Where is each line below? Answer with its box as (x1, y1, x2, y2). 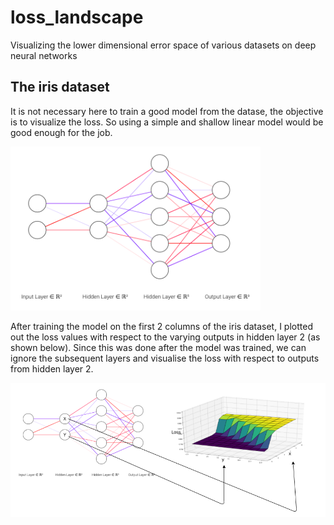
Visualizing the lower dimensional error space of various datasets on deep (10, 39, 317, 51)
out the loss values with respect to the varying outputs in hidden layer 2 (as (10, 331, 321, 343)
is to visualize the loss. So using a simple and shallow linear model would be (10, 116, 324, 128)
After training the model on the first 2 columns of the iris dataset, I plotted (10, 321, 313, 333)
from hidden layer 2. (10, 363, 94, 375)
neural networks (10, 49, 78, 61)
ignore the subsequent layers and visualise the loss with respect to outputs (10, 352, 320, 365)
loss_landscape (10, 6, 144, 29)
